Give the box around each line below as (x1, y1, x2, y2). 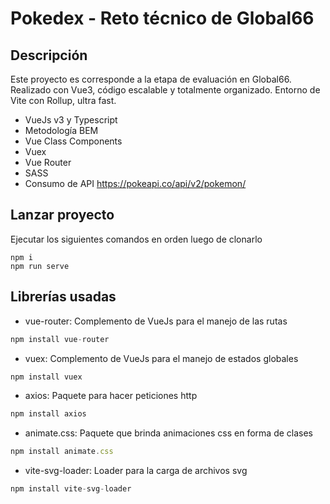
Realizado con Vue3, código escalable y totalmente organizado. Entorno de (10, 84, 321, 96)
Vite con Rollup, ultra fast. (10, 95, 117, 106)
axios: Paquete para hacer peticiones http (24, 390, 198, 402)
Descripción (10, 47, 88, 64)
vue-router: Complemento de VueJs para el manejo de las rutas (24, 315, 288, 327)
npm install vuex (10, 372, 83, 382)
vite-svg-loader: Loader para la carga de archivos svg (24, 465, 248, 477)
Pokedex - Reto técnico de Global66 (10, 7, 315, 30)
